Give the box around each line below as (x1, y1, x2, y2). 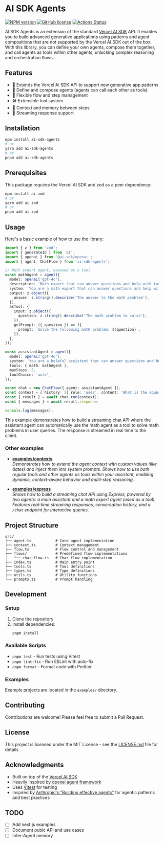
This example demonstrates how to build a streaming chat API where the (5, 417, 151, 423)
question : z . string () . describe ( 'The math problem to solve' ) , (18, 314, 147, 319)
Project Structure (5, 521, 59, 529)
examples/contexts (12, 456, 53, 462)
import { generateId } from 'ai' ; (5, 250, 76, 255)
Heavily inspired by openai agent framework (12, 779, 102, 785)
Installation (5, 124, 40, 133)
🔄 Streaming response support (12, 110, 74, 115)
